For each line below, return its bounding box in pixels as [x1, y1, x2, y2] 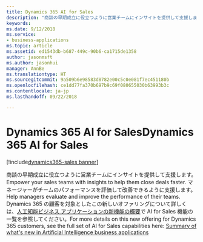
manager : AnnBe [6, 65, 45, 72]
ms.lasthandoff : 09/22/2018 [6, 94, 78, 100]
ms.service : [6, 32, 36, 38]
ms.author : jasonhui [6, 60, 59, 66]
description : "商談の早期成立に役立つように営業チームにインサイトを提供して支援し [6, 15, 193, 21]
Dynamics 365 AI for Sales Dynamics [6, 125, 194, 139]
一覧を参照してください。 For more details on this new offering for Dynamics [6, 215, 196, 223]
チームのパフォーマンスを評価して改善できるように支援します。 [38, 186, 196, 193]
